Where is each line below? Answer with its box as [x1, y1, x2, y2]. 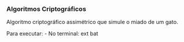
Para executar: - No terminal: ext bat [6, 30, 99, 37]
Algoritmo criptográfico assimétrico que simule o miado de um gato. [6, 19, 178, 26]
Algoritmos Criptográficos [6, 5, 86, 13]
